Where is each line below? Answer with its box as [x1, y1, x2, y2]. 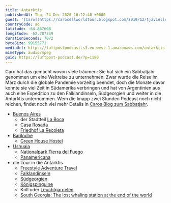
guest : [5, 17, 19, 22]
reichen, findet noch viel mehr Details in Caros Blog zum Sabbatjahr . [5, 101, 149, 107]
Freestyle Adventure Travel [20, 165, 77, 171]
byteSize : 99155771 [5, 41, 47, 46]
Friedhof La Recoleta [20, 127, 64, 133]
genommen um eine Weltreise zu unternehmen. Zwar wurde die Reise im [5, 74, 158, 80]
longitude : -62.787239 [5, 31, 53, 36]
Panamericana [20, 154, 51, 160]
